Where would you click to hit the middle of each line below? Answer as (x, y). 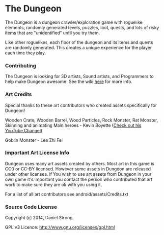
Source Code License (31, 207)
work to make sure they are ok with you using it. (54, 184)
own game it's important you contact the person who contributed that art (79, 179)
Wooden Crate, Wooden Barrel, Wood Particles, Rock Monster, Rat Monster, (82, 120)
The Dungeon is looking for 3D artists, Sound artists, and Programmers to (79, 77)
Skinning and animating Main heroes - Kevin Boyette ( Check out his (73, 125)
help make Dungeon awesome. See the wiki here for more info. (69, 81)
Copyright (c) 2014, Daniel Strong (39, 218)
